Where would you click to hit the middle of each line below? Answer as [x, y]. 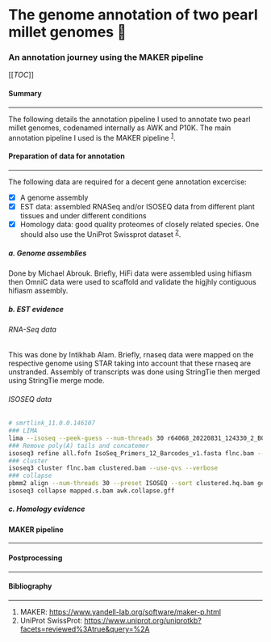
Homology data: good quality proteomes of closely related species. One [140, 224]
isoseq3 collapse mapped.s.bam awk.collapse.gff [92, 491]
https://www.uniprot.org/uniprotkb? [143, 620]
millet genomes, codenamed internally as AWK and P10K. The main [120, 128]
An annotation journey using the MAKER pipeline [106, 57]
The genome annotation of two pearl [133, 15]
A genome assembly [54, 197]
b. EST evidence [36, 309]
